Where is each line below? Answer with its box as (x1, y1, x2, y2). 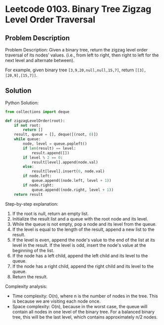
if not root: (14, 123, 41, 128)
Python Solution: (5, 100, 39, 106)
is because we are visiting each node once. (12, 298, 101, 304)
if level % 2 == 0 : (23, 155, 63, 160)
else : (23, 164, 35, 169)
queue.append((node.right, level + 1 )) (31, 187, 114, 192)
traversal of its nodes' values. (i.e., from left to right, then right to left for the (5, 52, 159, 58)
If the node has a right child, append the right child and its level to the (12, 263, 154, 269)
